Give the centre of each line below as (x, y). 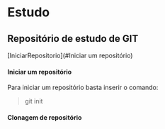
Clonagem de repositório (45, 117)
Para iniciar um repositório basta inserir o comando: (83, 88)
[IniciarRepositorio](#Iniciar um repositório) (70, 55)
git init (34, 101)
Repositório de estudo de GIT (73, 39)
